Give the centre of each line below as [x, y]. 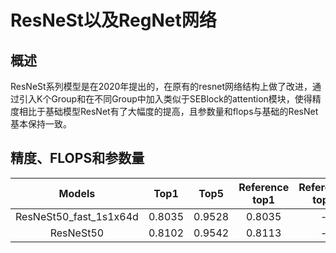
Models [77, 193]
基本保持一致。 [41, 124]
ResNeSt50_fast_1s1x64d [77, 216]
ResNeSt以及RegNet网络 [113, 20]
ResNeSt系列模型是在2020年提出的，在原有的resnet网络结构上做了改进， [161, 86]
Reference [264, 187]
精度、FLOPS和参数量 [77, 158]
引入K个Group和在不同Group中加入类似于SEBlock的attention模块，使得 [165, 99]
